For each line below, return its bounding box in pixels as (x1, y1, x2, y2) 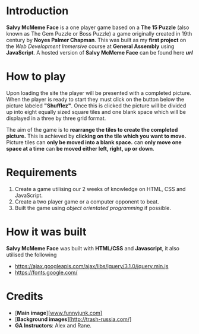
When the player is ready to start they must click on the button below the (6, 96, 185, 103)
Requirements (6, 166, 77, 179)
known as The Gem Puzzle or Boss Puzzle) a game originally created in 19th (6, 30, 192, 37)
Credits (6, 290, 43, 303)
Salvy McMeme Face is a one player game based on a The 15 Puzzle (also (6, 24, 189, 31)
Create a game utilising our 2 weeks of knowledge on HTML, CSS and (14, 185, 186, 192)
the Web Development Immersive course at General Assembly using (6, 43, 175, 50)
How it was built (6, 225, 87, 238)
